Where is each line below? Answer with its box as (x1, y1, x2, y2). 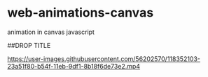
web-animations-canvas (7, 5, 154, 21)
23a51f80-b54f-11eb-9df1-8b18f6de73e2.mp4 (7, 62, 141, 70)
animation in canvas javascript (7, 28, 95, 36)
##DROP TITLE (7, 41, 51, 49)
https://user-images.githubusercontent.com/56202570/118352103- (7, 54, 201, 63)
